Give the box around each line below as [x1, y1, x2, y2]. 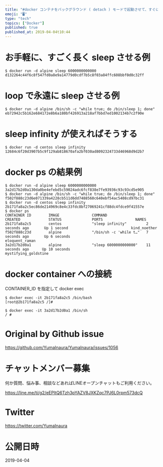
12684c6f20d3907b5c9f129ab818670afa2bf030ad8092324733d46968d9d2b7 [5, 149, 145, 154]
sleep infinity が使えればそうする [5, 129, 138, 140]
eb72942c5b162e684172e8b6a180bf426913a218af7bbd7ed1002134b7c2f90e [5, 111, 145, 116]
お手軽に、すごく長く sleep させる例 [5, 52, 150, 63]
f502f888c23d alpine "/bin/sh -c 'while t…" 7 [5, 230, 149, 234]
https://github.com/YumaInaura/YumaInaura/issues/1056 [5, 344, 118, 350]
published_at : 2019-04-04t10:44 [5, 30, 70, 34]
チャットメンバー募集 [5, 363, 90, 374]
